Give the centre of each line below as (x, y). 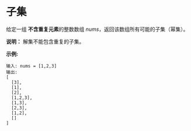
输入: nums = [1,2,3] (32, 66)
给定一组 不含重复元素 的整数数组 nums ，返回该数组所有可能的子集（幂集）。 (97, 29)
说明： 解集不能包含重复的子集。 (45, 41)
